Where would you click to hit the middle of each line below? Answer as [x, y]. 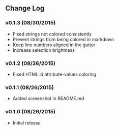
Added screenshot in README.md [48, 99]
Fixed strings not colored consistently [52, 34]
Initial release [26, 123]
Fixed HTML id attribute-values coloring [54, 74]
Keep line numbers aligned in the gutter [54, 45]
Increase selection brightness [44, 50]
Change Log [25, 8]
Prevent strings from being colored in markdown [63, 39]
